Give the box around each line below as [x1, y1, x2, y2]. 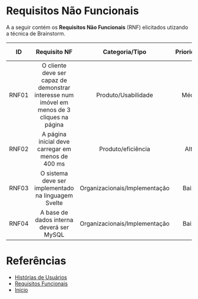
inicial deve [38, 137, 70, 145]
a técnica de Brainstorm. [6, 30, 66, 37]
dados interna [35, 216, 74, 224]
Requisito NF [35, 47, 72, 56]
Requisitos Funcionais [14, 279, 68, 287]
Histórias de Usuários [14, 274, 68, 281]
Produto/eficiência [99, 145, 150, 153]
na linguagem [35, 191, 73, 199]
